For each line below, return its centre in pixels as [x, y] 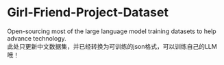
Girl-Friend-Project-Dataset [88, 13]
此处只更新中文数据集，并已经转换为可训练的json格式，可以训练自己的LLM [112, 46]
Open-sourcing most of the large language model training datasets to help [112, 31]
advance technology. [37, 38]
